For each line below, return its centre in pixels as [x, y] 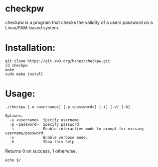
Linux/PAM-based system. [32, 27]
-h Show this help [42, 142]
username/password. [25, 133]
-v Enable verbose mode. [49, 137]
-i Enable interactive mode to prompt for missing [77, 129]
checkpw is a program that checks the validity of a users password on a [79, 22]
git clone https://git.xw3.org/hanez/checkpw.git [58, 61]
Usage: [20, 94]
